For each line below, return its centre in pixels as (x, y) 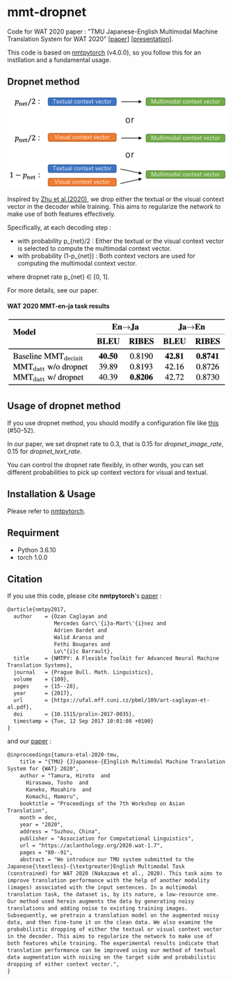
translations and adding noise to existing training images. (98, 908)
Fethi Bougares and (82, 644)
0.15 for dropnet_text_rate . (45, 451)
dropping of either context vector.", (63, 964)
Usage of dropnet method (64, 406)
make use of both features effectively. (62, 214)
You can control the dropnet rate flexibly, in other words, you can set (105, 464)
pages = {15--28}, (46, 686)
